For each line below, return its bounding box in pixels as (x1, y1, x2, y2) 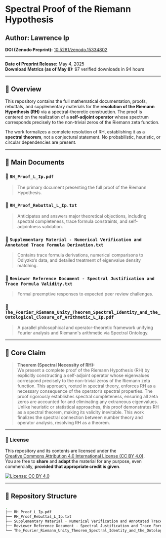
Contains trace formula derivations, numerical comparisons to (17, 252, 143, 258)
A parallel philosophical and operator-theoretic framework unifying (17, 325, 153, 331)
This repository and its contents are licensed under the (5, 448, 117, 454)
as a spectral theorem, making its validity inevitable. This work (17, 409, 144, 415)
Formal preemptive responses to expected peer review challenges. (17, 291, 154, 297)
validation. (41, 223, 63, 229)
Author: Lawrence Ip (5, 34, 70, 42)
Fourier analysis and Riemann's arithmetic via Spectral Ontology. (17, 330, 149, 335)
